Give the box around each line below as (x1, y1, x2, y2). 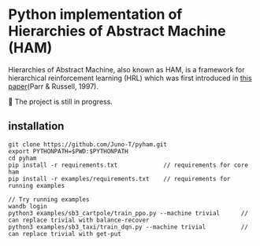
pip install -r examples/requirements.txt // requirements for (8, 174, 231, 182)
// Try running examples (8, 195, 90, 204)
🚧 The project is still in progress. (8, 97, 113, 106)
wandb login (8, 202, 47, 210)
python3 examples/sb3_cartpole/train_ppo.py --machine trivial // (8, 209, 248, 217)
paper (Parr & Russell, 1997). (8, 81, 98, 91)
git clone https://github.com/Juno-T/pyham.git (8, 140, 168, 149)
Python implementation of (8, 6, 183, 24)
